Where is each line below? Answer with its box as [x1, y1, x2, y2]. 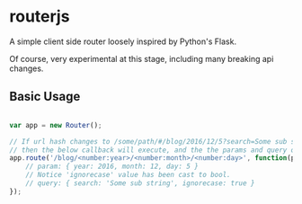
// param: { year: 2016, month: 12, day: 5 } [25, 162, 200, 172]
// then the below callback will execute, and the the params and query [9, 146, 288, 155]
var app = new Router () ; [9, 120, 102, 129]
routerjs [9, 6, 70, 27]
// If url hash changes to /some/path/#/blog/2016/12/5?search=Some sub [9, 137, 288, 146]
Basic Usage [9, 89, 81, 104]
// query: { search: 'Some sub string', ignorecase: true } [25, 179, 255, 188]
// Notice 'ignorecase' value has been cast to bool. [25, 171, 231, 180]
